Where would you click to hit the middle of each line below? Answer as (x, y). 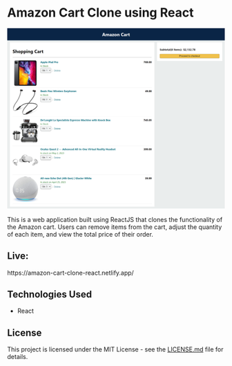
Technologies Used (49, 294)
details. (18, 357)
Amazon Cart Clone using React (100, 13)
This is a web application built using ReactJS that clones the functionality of (115, 219)
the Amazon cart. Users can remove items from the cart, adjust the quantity (115, 227)
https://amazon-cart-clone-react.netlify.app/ (71, 273)
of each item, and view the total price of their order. (80, 234)
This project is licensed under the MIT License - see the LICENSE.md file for (115, 349)
